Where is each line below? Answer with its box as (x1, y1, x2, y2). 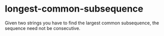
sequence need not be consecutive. (5, 25, 81, 31)
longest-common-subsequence (5, 3, 144, 15)
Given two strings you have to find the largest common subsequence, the (5, 20, 159, 26)
